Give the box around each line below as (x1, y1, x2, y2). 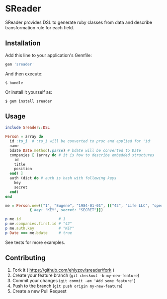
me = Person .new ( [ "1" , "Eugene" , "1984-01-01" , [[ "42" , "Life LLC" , (5, 203, 150, 208)
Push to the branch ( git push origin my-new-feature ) (12, 283, 123, 289)
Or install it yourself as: (5, 89, 52, 95)
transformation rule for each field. (5, 24, 75, 30)
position (14, 167, 32, 172)
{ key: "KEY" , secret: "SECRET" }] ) (29, 208, 103, 213)
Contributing (5, 254, 46, 262)
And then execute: (5, 70, 43, 77)
